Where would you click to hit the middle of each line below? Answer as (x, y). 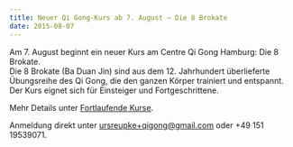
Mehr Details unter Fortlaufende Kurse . (82, 107)
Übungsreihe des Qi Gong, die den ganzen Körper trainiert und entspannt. (146, 80)
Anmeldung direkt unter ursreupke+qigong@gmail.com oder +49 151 (137, 125)
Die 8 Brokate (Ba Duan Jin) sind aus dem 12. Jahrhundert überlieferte (140, 71)
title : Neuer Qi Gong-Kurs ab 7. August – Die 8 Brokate (119, 18)
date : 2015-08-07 (42, 26)
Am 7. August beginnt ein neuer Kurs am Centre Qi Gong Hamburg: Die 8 (144, 51)
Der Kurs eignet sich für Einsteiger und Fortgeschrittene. (114, 90)
